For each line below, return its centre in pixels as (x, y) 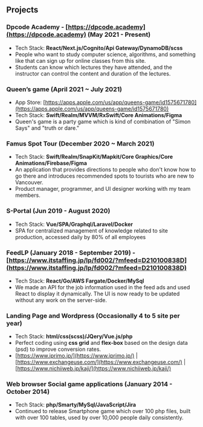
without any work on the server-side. (61, 300)
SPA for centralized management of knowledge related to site (91, 230)
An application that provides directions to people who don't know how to (105, 170)
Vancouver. (29, 182)
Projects (22, 10)
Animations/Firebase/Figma (51, 163)
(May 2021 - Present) (119, 34)
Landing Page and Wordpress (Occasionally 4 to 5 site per (93, 315)
